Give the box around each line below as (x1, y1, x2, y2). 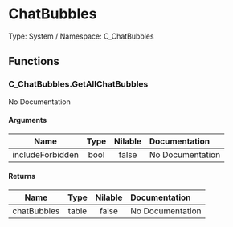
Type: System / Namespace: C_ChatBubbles (8, 31, 154, 41)
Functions (8, 55, 60, 68)
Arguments (8, 116, 47, 125)
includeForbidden (12, 149, 79, 160)
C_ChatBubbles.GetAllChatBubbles (8, 79, 149, 90)
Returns (8, 172, 36, 181)
